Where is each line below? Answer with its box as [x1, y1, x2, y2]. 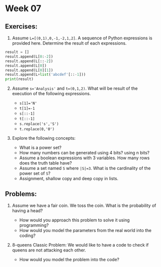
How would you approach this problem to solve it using [19, 217, 130, 223]
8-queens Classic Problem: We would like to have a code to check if [12, 242, 149, 248]
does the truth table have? [19, 160, 72, 166]
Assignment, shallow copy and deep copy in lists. [19, 176, 119, 182]
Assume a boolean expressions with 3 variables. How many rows [19, 155, 150, 161]
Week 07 [5, 3, 41, 14]
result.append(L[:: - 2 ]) [5, 59, 54, 64]
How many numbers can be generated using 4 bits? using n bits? [19, 150, 150, 156]
